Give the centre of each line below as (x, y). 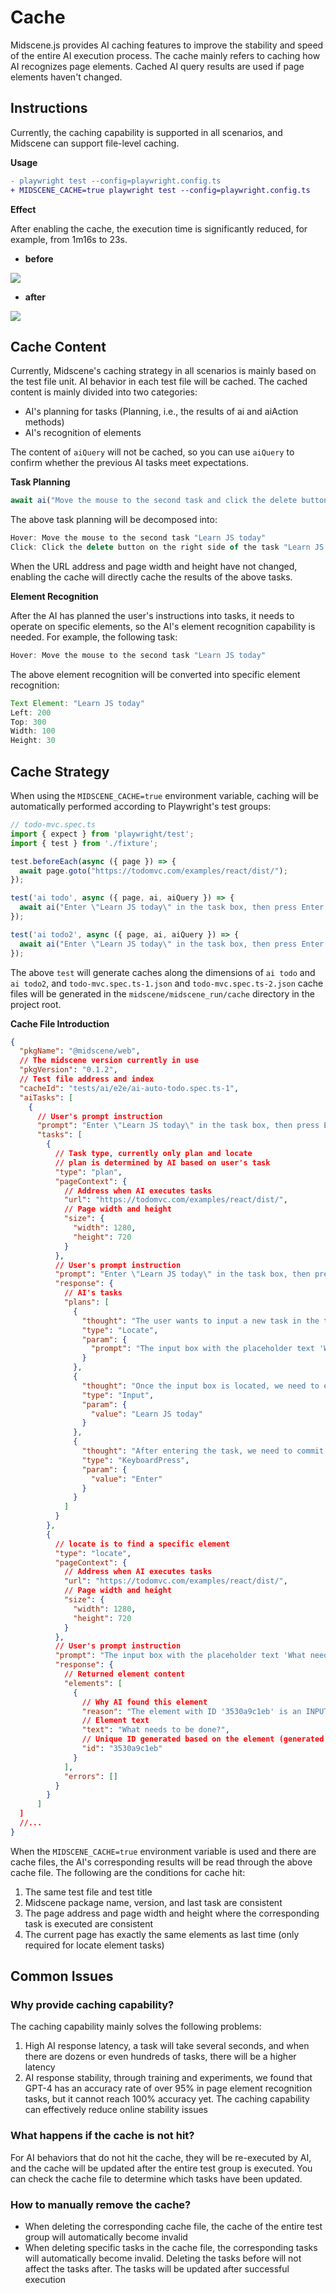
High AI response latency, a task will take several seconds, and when (167, 2046)
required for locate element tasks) (94, 1945)
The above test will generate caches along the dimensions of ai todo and (163, 972)
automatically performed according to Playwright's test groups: (141, 806)
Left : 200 (31, 712)
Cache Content (58, 346)
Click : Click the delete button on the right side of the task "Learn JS (167, 547)
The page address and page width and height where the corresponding (172, 1913)
